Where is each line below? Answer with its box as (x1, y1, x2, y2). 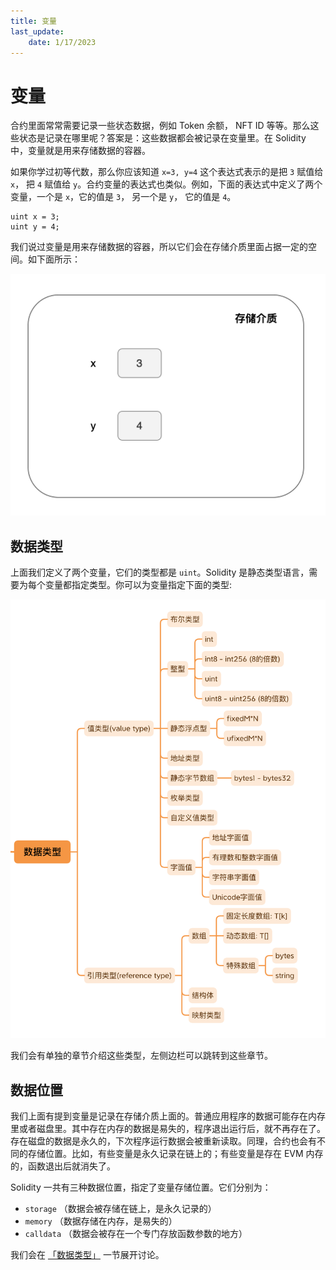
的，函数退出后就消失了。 (10, 1160, 116, 1172)
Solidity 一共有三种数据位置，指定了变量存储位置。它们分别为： (10, 1181, 272, 1193)
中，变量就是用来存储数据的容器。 (10, 145, 151, 157)
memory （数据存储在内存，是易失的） (24, 1215, 178, 1227)
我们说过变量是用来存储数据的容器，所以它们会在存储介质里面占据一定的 (10, 241, 308, 253)
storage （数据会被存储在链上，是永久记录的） (24, 1202, 217, 1214)
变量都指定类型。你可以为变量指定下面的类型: (44, 578, 233, 590)
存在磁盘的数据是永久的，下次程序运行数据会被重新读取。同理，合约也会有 (10, 1135, 317, 1147)
